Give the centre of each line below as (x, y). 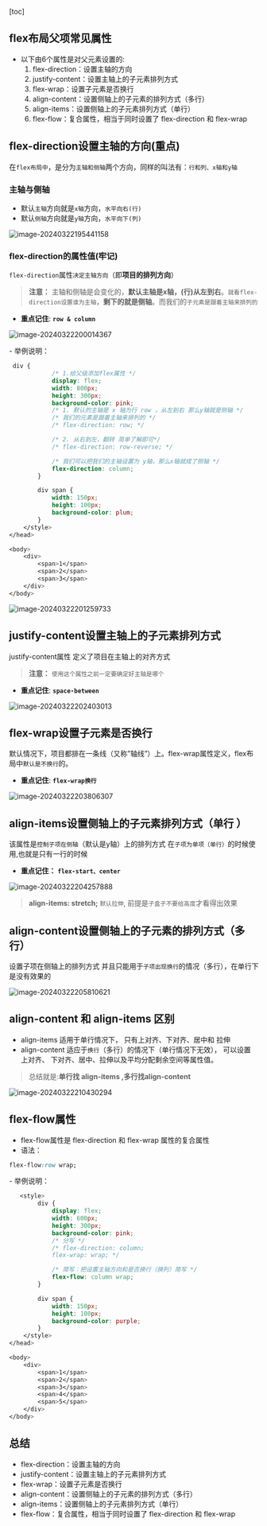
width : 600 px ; (75, 1219)
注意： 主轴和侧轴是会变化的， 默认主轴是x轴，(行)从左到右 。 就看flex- (143, 292)
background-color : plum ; (93, 513)
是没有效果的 (30, 976)
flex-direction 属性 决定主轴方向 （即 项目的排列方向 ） (93, 275)
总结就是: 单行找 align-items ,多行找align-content (110, 1076)
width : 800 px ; (75, 388)
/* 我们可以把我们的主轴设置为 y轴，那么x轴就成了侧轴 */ (135, 461)
